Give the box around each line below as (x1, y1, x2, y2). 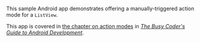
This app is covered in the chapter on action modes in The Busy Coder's (6, 23, 185, 30)
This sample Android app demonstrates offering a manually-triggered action (6, 5, 195, 12)
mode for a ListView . (6, 11, 58, 18)
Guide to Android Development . (6, 29, 84, 36)
